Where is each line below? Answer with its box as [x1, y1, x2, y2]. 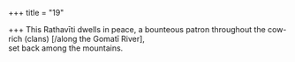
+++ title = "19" [8, 8, 64, 17]
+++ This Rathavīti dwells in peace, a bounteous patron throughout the [8, 24, 266, 34]
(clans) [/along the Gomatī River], [24, 34, 145, 44]
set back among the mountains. [8, 43, 124, 53]
